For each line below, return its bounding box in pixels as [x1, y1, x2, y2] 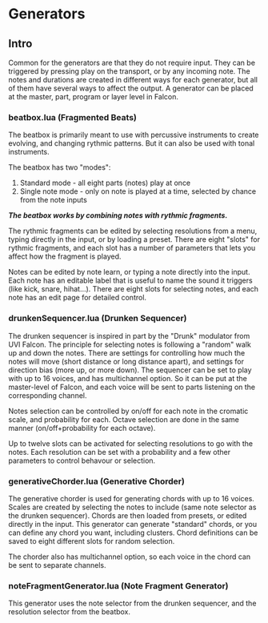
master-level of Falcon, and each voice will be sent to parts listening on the [8, 382, 256, 392]
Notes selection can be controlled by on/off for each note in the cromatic [8, 406, 249, 416]
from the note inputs [19, 195, 88, 205]
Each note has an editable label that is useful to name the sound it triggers [8, 275, 254, 285]
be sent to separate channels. [8, 560, 106, 569]
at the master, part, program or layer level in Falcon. [8, 92, 178, 101]
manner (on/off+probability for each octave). [8, 423, 156, 432]
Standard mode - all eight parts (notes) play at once [19, 178, 191, 188]
